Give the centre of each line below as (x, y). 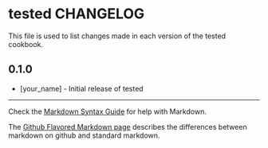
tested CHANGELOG (77, 14)
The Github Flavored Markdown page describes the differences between (128, 127)
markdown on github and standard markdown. (84, 135)
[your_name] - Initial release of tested (81, 88)
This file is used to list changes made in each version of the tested (117, 36)
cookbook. (26, 44)
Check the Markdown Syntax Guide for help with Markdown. (108, 111)
